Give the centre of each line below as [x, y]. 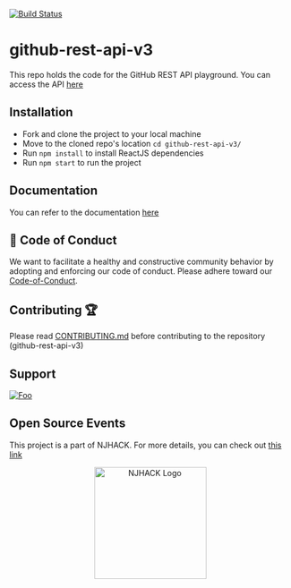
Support [33, 374]
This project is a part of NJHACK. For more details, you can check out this [145, 445]
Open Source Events [68, 424]
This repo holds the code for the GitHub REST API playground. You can [140, 74]
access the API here [46, 84]
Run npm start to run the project [81, 162]
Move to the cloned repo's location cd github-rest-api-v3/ [132, 143]
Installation [41, 112]
